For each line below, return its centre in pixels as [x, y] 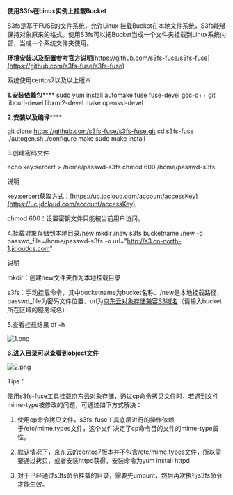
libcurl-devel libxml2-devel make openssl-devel [75, 103]
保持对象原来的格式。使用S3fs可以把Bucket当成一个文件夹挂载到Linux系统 [114, 35]
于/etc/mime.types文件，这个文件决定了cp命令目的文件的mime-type [115, 428]
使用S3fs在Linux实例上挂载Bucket [57, 11]
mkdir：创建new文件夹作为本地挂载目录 [64, 277]
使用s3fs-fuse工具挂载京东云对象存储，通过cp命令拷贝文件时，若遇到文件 [113, 396]
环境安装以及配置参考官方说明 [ [51, 58]
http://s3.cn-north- [154, 241]
